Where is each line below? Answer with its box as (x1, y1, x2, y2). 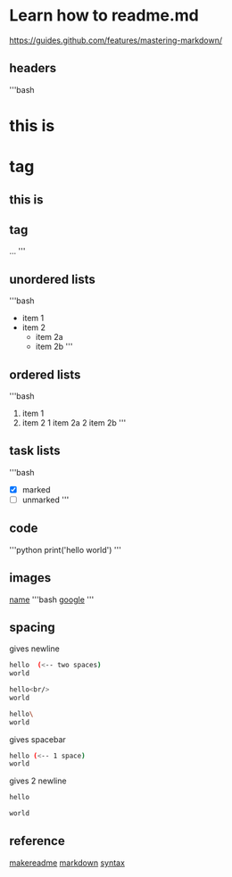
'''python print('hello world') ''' (9, 544, 122, 555)
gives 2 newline (9, 775, 67, 786)
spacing (9, 619, 55, 634)
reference (9, 833, 65, 848)
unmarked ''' (21, 494, 70, 505)
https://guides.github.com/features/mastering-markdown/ (9, 35, 223, 46)
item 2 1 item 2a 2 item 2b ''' (21, 417, 127, 428)
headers (9, 61, 57, 76)
